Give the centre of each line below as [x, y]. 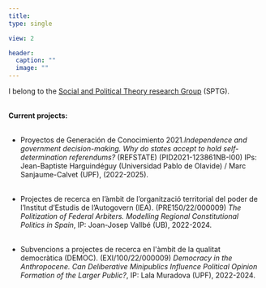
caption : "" [36, 61]
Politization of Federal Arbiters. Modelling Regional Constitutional [129, 216]
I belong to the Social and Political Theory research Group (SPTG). [119, 91]
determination [43, 157]
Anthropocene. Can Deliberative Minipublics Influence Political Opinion [139, 266]
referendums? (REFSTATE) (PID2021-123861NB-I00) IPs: [163, 157]
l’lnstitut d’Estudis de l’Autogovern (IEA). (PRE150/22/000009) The [131, 207]
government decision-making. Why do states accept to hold [120, 148]
